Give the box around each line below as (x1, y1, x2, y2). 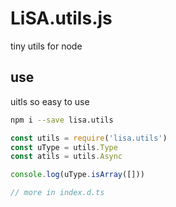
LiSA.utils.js (10, 7, 113, 30)
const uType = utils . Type (10, 142, 118, 152)
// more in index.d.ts (10, 188, 105, 198)
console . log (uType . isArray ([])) (10, 170, 145, 180)
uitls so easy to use (10, 95, 90, 107)
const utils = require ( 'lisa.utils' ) (10, 133, 168, 143)
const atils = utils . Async (10, 152, 123, 162)
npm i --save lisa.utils (10, 115, 114, 125)
